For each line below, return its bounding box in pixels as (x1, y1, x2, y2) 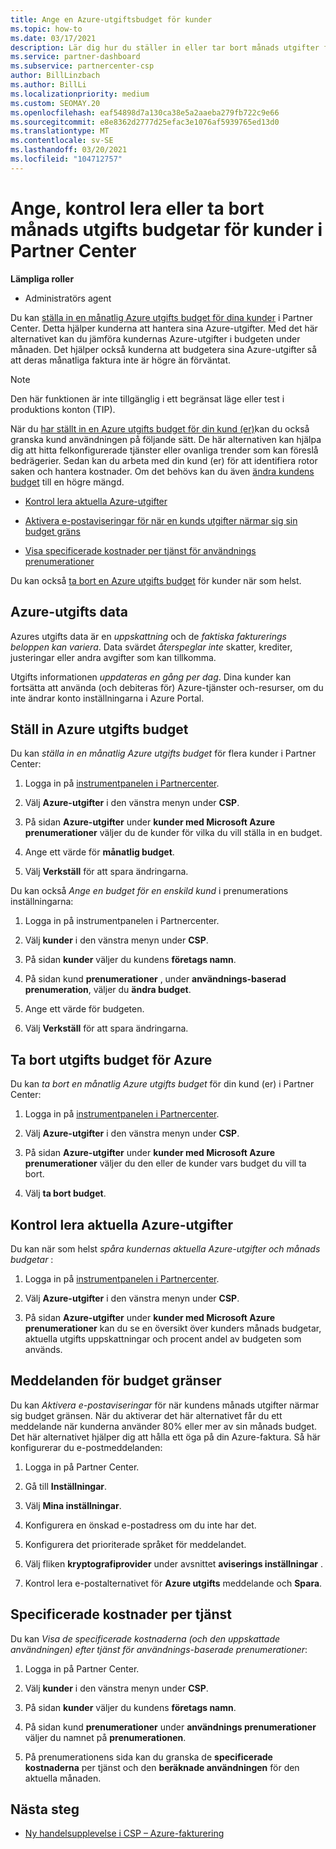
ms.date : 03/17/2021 (10, 33, 97, 43)
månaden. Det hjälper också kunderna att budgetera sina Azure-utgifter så (10, 343, 318, 355)
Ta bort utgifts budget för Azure (10, 1051, 213, 1068)
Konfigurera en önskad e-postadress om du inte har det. (24, 1519, 257, 1531)
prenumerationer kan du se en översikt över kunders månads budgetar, (24, 1322, 322, 1334)
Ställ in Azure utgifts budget (10, 721, 189, 738)
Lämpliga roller (10, 272, 75, 285)
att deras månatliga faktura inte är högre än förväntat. (10, 354, 232, 366)
